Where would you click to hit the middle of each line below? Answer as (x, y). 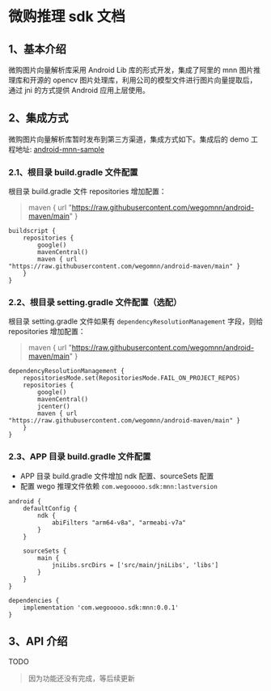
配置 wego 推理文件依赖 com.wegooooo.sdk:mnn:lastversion (119, 485)
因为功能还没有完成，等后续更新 (81, 678)
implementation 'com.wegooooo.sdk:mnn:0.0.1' (101, 608)
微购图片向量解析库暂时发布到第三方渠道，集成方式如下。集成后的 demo (129, 139)
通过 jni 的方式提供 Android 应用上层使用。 (79, 90)
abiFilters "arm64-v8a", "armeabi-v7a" (119, 523)
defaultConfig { (51, 508)
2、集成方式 (38, 118)
